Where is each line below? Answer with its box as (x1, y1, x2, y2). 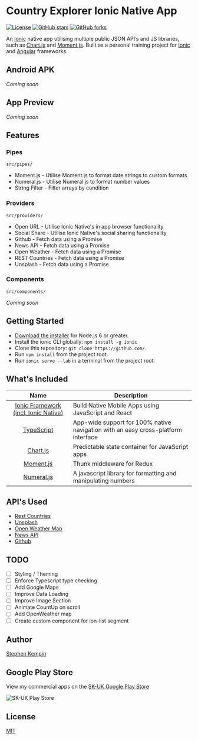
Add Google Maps (14, 583, 59, 591)
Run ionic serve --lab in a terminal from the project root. (14, 357, 155, 364)
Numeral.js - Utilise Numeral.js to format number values (14, 178, 150, 185)
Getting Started (6, 316, 64, 326)
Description (114, 392, 148, 400)
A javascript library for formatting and (72, 470, 177, 478)
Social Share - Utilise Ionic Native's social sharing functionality (14, 229, 167, 236)
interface (72, 433, 98, 441)
